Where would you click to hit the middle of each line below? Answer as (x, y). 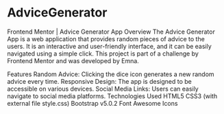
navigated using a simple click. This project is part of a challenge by (103, 54)
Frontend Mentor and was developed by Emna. (73, 60)
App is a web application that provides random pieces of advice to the (106, 38)
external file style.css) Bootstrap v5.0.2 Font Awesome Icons (92, 103)
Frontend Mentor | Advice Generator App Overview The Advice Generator (111, 32)
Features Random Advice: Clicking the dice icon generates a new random (111, 74)
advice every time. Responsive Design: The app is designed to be (99, 81)
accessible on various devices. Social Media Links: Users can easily (103, 89)
